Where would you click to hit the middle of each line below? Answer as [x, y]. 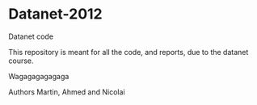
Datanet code [31, 36]
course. [21, 61]
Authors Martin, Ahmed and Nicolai [67, 92]
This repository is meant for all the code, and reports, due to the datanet [128, 52]
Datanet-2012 [55, 14]
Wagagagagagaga [39, 76]
